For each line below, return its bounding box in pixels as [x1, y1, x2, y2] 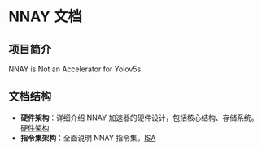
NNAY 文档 [8, 7, 83, 26]
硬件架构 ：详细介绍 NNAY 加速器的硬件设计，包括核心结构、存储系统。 [20, 113, 259, 122]
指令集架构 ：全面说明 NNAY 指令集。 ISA [20, 133, 156, 143]
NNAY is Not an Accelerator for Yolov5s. [8, 64, 144, 74]
